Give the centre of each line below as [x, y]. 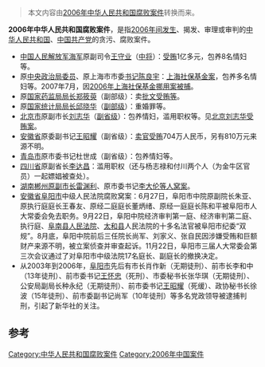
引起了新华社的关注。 [69, 306]
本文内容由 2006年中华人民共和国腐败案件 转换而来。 [113, 12]
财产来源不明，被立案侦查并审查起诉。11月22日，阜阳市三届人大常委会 [135, 246]
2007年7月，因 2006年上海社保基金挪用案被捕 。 [119, 86]
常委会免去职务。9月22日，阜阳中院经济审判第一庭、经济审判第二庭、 [141, 216]
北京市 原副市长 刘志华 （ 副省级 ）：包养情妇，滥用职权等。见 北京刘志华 [133, 116]
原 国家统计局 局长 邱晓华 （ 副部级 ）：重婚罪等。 [95, 106]
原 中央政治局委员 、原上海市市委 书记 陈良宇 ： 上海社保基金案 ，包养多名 [135, 76]
